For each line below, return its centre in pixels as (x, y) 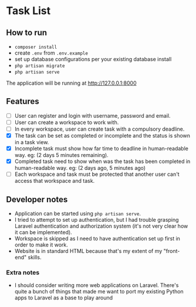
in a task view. (32, 142)
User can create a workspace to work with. (67, 122)
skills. (35, 258)
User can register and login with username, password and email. (92, 115)
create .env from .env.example (51, 53)
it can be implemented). (43, 232)
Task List (28, 11)
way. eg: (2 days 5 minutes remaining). (61, 155)
